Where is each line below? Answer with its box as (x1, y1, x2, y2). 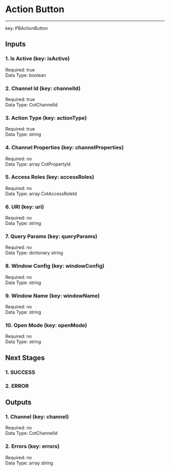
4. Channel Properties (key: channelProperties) (5, 144, 124, 151)
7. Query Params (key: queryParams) (5, 233, 98, 240)
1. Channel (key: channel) (5, 413, 69, 420)
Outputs (5, 398, 32, 406)
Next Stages (5, 353, 45, 362)
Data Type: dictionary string (5, 250, 63, 256)
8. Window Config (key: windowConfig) (5, 263, 105, 270)
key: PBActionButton (5, 25, 48, 31)
